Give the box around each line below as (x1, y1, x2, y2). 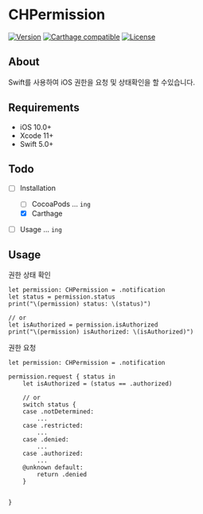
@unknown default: (22, 464, 84, 472)
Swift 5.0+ (19, 139, 54, 148)
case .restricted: (22, 421, 84, 430)
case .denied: (22, 436, 69, 444)
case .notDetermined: (22, 408, 94, 416)
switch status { (22, 401, 77, 409)
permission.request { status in (8, 373, 115, 381)
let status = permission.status (8, 293, 115, 301)
